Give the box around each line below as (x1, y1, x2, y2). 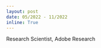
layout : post (6, 8, 39, 15)
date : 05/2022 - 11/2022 (6, 14, 68, 20)
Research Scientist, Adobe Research (6, 36, 96, 43)
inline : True (6, 19, 39, 25)
